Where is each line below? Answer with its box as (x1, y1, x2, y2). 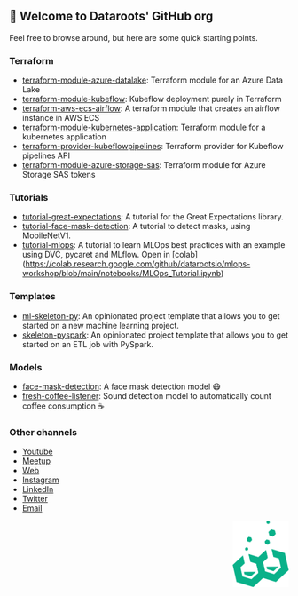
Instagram (21, 474, 59, 485)
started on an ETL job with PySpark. (21, 338, 153, 349)
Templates (9, 290, 56, 303)
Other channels (9, 425, 78, 438)
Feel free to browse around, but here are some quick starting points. (9, 32, 259, 43)
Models (9, 361, 43, 373)
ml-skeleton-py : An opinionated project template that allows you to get (21, 310, 281, 321)
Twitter (21, 494, 49, 505)
